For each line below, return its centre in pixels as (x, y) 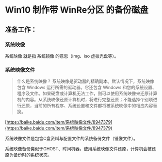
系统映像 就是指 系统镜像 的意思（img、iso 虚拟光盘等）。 (62, 56)
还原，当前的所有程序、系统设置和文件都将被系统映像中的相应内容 (87, 106)
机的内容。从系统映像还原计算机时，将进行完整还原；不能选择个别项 (85, 100)
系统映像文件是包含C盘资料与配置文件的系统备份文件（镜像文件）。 (72, 139)
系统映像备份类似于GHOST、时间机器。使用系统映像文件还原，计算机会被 (78, 149)
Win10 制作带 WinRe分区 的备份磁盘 (77, 10)
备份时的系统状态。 (32, 155)
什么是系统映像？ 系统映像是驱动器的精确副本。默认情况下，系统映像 (85, 81)
